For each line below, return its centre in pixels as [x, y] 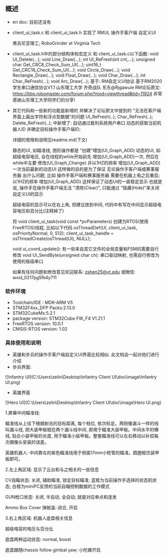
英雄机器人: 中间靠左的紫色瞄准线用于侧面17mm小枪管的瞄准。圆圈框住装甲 [82, 453]
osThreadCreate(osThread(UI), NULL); [52, 238]
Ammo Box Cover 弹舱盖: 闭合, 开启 [42, 508]
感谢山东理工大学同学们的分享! [44, 100]
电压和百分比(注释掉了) [40, 210]
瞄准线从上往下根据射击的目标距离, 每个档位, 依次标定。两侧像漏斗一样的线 [82, 423]
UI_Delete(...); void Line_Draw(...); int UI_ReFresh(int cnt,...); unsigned [84, 59]
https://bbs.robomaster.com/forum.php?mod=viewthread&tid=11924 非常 [87, 93]
